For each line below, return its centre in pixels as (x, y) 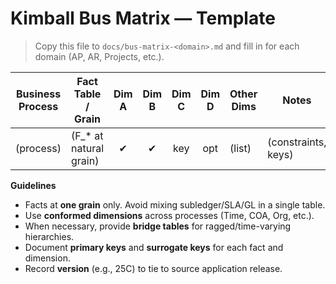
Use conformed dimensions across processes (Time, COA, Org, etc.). (169, 215)
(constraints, (297, 142)
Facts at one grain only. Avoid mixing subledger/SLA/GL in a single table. (175, 204)
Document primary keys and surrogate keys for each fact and (154, 247)
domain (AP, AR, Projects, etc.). (99, 56)
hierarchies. (49, 236)
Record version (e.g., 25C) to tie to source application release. (153, 268)
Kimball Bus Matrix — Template (143, 18)
